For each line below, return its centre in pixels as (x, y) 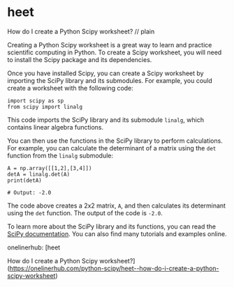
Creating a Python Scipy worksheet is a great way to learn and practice (110, 45)
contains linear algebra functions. (56, 127)
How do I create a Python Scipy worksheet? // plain (81, 31)
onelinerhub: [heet (34, 247)
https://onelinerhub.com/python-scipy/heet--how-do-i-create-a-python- (114, 268)
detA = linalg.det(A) (39, 174)
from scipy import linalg (45, 107)
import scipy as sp (36, 101)
